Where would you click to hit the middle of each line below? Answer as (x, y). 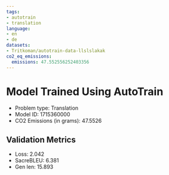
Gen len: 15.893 (34, 167)
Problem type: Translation (47, 108)
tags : (13, 12)
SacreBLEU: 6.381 (37, 161)
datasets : (19, 46)
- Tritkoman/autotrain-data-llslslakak (56, 51)
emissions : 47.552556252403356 (50, 62)
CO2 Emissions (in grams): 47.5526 (58, 121)
